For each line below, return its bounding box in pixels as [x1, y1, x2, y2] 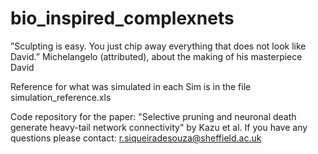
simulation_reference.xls [10, 91, 112, 103]
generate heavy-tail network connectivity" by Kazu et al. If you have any [10, 121, 308, 133]
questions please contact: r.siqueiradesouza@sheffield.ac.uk [10, 132, 262, 144]
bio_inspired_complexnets [10, 7, 235, 30]
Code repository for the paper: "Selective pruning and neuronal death [10, 110, 297, 122]
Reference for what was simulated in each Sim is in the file [10, 80, 252, 92]
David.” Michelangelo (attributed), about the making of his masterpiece [10, 50, 303, 62]
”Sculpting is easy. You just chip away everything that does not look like [10, 40, 307, 52]
